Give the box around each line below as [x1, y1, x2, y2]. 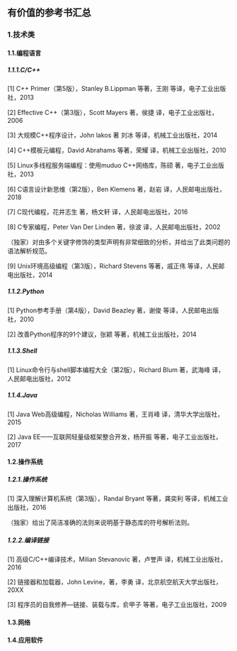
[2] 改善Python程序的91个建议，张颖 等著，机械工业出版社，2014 [7, 329, 197, 339]
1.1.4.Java [7, 391, 37, 400]
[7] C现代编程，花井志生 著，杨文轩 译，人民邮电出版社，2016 [7, 207, 188, 216]
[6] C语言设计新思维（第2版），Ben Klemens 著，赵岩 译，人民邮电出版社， [7, 185, 226, 193]
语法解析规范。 [7, 246, 51, 255]
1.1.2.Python [7, 287, 45, 296]
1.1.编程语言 [7, 48, 42, 57]
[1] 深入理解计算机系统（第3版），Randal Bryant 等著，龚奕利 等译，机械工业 [7, 494, 229, 503]
